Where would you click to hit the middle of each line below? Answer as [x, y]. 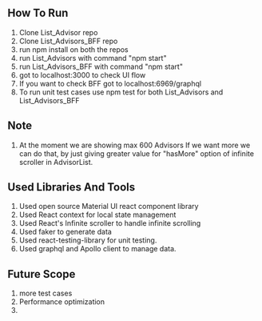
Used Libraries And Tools [71, 187]
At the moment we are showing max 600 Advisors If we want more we [135, 145]
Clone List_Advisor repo [58, 32]
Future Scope [42, 274]
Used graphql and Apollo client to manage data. [97, 249]
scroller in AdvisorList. [56, 162]
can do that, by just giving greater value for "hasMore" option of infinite [137, 153]
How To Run [38, 13]
